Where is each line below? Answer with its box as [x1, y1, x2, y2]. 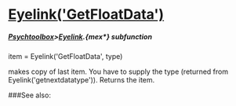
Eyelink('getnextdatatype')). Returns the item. [8, 75, 155, 85]
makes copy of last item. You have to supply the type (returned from [8, 67, 229, 76]
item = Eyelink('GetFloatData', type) [8, 52, 123, 61]
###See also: [8, 90, 51, 100]
